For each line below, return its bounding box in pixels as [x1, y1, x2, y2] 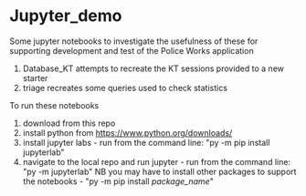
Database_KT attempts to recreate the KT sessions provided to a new [22, 63, 285, 74]
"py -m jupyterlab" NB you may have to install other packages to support [22, 166, 297, 177]
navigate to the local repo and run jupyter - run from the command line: [22, 156, 290, 167]
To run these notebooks [9, 99, 100, 110]
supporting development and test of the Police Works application [9, 45, 254, 56]
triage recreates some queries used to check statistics [22, 82, 228, 93]
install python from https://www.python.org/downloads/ [22, 127, 233, 138]
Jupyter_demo [9, 5, 122, 26]
